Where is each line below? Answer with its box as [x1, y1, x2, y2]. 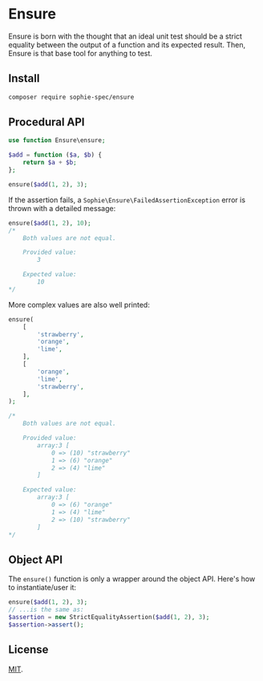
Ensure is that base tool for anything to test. [8, 48, 152, 58]
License [8, 643, 49, 657]
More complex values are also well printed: [8, 300, 150, 309]
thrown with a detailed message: [8, 203, 116, 213]
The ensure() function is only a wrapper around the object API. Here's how [8, 574, 256, 584]
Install [8, 71, 40, 85]
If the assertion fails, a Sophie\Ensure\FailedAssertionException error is [8, 194, 246, 205]
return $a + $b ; [22, 158, 78, 167]
